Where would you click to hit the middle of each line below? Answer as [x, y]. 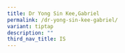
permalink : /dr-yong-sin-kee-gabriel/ [62, 20]
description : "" [30, 33]
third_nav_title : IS [37, 39]
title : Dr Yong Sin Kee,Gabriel [53, 13]
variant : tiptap [30, 26]
